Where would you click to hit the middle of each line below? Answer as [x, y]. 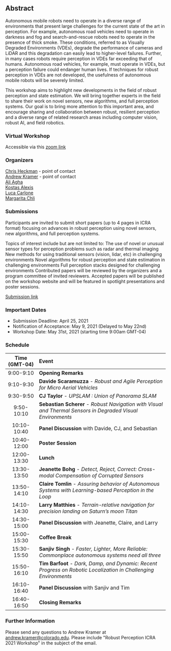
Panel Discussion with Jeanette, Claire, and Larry [98, 523]
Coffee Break [55, 537]
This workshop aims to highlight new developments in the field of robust [81, 90]
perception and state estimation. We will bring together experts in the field [83, 95]
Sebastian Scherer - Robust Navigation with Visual [101, 404]
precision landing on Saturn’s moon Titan [88, 511]
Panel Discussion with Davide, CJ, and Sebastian [98, 429]
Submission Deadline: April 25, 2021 [50, 321]
